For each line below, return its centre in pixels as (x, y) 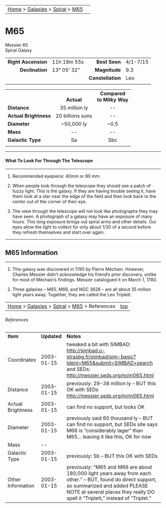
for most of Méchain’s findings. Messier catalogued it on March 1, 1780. (85, 279)
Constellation (105, 78)
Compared (113, 93)
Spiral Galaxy (19, 50)
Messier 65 (17, 45)
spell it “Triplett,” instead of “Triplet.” (109, 498)
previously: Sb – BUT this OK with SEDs (112, 456)
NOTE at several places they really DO (111, 492)
